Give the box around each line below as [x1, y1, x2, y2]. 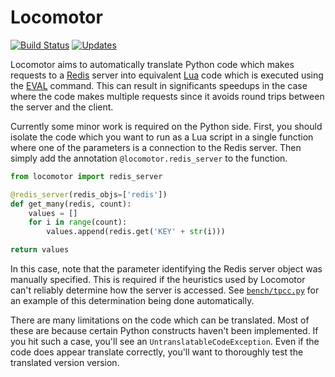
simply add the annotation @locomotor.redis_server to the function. [10, 152, 288, 164]
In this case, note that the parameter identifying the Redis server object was [10, 263, 323, 275]
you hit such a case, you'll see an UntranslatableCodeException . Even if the [10, 336, 320, 348]
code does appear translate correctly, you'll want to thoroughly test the [10, 346, 304, 358]
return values [10, 245, 70, 255]
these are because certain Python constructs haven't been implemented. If [10, 325, 319, 337]
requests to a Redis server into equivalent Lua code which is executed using [10, 69, 324, 81]
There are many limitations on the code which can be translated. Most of [10, 314, 310, 326]
